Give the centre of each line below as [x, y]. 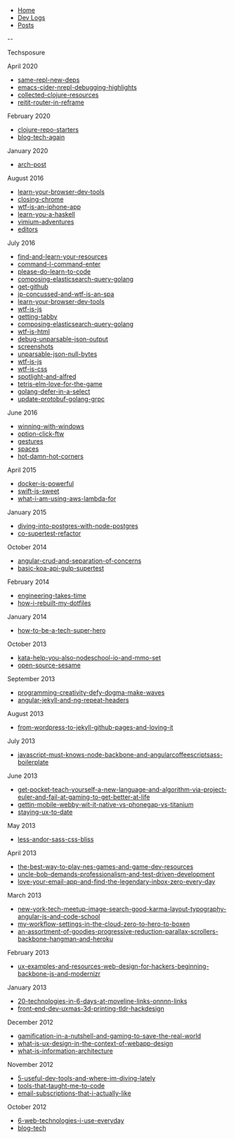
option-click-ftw [41, 434]
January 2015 [27, 512]
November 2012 [31, 1065]
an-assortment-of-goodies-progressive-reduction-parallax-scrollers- [118, 931]
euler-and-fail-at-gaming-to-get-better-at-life [84, 797]
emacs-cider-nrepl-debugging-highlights [77, 87]
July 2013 [21, 741]
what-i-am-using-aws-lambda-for [67, 499]
